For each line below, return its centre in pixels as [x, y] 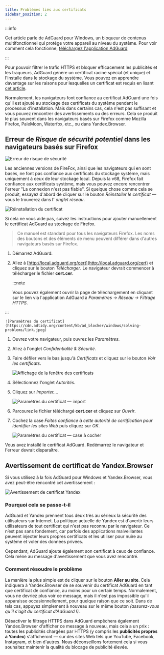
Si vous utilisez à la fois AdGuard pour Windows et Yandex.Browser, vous [79, 477]
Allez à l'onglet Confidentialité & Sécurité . [54, 349]
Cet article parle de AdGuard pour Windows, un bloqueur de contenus [76, 38]
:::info [11, 28]
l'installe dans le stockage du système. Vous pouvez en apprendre [72, 78]
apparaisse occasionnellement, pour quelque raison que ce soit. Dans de [79, 601]
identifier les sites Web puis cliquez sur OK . [56, 426]
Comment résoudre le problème [44, 569]
